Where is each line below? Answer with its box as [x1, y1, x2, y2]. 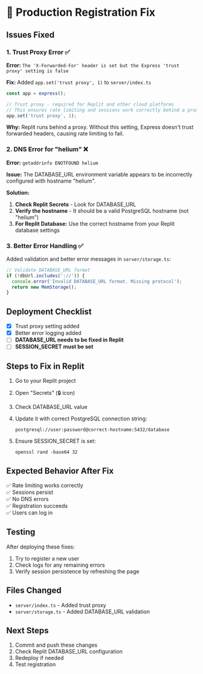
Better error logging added [14, 329, 82, 337]
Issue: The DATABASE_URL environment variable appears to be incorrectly [6, 170, 193, 178]
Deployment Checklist [6, 306, 92, 317]
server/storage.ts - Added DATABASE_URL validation [14, 608, 150, 615]
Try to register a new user [14, 554, 80, 562]
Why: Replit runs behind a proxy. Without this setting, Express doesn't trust [6, 124, 194, 131]
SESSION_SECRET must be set [14, 343, 94, 351]
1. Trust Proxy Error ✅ [6, 48, 71, 56]
